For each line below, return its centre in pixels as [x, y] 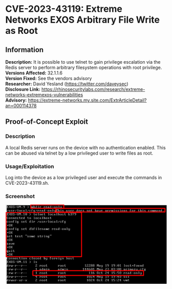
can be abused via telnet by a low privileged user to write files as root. [79, 153]
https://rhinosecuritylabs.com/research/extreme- [93, 89]
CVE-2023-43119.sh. [27, 183]
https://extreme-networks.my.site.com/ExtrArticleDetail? [87, 100]
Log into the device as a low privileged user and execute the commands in [84, 177]
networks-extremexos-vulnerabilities [44, 95]
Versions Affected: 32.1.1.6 [34, 73]
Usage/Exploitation [30, 166]
